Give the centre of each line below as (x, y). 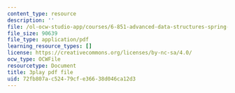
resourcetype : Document (42, 66)
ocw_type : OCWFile (34, 59)
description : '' (31, 20)
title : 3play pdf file (40, 72)
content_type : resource (42, 14)
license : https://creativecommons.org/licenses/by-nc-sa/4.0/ (100, 53)
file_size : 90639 (33, 33)
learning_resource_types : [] (50, 46)
